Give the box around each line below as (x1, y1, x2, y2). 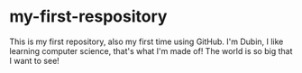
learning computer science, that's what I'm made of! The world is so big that (9, 45, 293, 56)
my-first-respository (9, 6, 168, 27)
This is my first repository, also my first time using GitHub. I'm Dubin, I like (9, 36, 284, 47)
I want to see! (9, 55, 60, 66)
